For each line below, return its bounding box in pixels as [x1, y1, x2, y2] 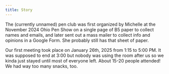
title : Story [5, 7, 33, 13]
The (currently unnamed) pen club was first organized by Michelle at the [5, 21, 156, 27]
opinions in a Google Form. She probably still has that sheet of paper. [5, 37, 149, 43]
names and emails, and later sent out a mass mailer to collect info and [5, 32, 150, 38]
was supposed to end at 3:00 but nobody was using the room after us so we [5, 52, 164, 58]
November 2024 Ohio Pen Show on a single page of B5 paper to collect [5, 26, 154, 33]
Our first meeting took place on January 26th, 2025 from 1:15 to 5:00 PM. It [5, 47, 161, 53]
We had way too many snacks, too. [5, 63, 78, 69]
